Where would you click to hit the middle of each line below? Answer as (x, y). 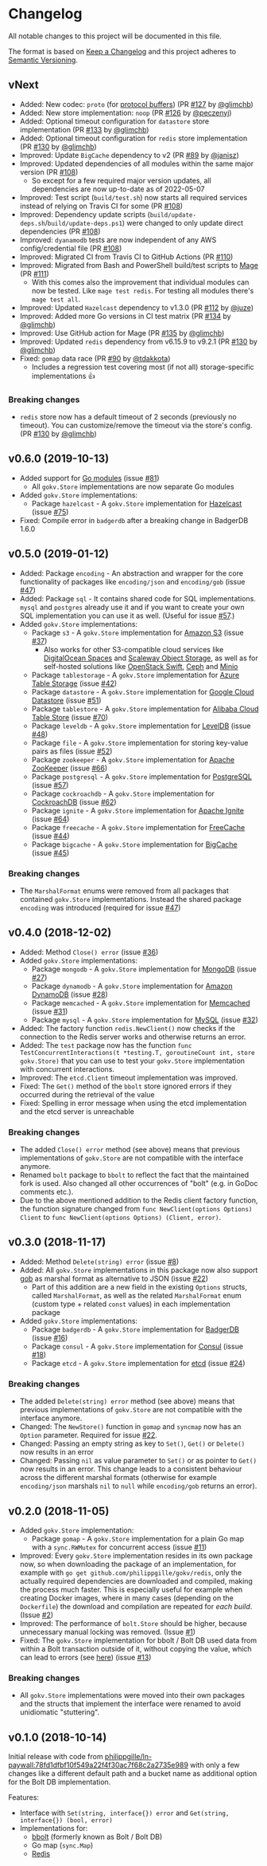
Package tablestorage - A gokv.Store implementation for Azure (135, 675)
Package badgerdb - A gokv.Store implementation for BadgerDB (135, 1329)
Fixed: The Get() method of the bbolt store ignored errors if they (126, 1086)
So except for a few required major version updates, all (122, 180)
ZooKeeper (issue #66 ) (70, 768)
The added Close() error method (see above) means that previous (130, 1150)
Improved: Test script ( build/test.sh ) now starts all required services (133, 197)
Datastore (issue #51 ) (66, 700)
